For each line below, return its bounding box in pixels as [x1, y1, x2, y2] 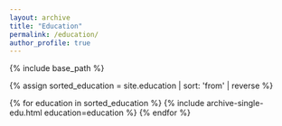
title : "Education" [9, 22, 83, 31]
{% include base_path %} [9, 63, 105, 74]
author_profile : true [9, 38, 91, 48]
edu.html [9, 107, 42, 118]
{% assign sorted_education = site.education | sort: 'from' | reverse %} [9, 80, 274, 91]
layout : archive [9, 13, 70, 22]
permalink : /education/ [9, 30, 99, 39]
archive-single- [206, 98, 264, 109]
